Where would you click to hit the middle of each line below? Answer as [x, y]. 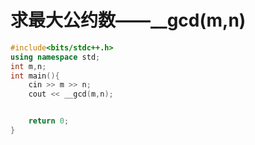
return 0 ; [49, 121]
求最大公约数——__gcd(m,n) [128, 20]
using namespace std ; [55, 57]
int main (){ [35, 76]
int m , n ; [28, 66]
